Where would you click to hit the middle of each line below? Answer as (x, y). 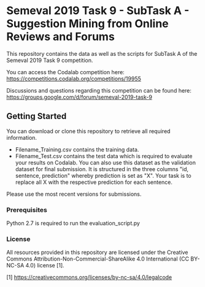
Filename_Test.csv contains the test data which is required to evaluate (104, 156)
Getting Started (37, 116)
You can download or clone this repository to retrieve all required (88, 131)
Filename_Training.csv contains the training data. (77, 149)
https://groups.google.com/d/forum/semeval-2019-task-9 (79, 97)
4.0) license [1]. (45, 266)
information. (22, 137)
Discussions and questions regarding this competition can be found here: (99, 90)
